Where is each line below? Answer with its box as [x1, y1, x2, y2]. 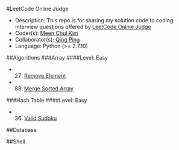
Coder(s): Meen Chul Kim [14, 30, 78, 37]
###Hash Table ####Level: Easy [6, 96, 87, 104]
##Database [6, 127, 37, 133]
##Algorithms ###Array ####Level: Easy [6, 54, 108, 61]
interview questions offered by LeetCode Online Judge [14, 23, 152, 30]
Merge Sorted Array [24, 85, 74, 92]
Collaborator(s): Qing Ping [14, 36, 80, 43]
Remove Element [24, 72, 66, 79]
